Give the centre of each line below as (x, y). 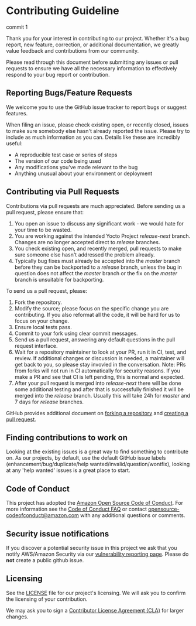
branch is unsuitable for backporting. (59, 279)
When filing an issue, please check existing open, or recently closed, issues (97, 125)
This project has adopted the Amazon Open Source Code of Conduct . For (94, 503)
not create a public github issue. (45, 560)
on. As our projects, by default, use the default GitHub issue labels (86, 458)
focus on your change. (42, 321)
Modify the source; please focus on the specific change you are (92, 308)
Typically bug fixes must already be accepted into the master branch (97, 261)
